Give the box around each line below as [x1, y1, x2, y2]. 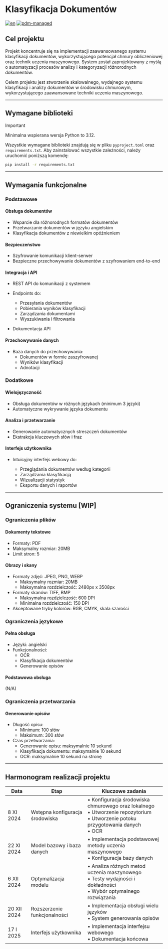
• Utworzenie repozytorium [87, 809, 151, 816]
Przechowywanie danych [5, 337, 59, 343]
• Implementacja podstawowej [87, 836, 159, 843]
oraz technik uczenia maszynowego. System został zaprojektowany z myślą [5, 59, 161, 65]
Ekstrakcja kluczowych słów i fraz [12, 434, 82, 440]
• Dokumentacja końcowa [87, 935, 148, 942]
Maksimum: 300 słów [19, 732, 64, 738]
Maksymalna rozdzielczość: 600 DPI [19, 595, 95, 601]
